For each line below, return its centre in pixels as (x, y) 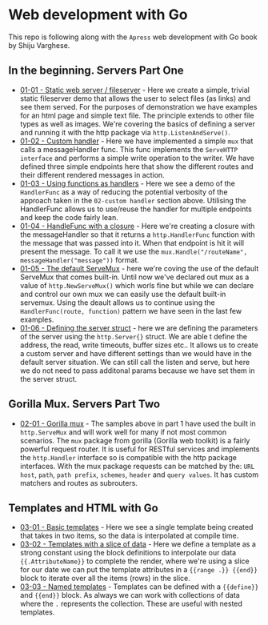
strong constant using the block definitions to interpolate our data (128, 553)
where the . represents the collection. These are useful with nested (131, 604)
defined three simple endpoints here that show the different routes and (136, 166)
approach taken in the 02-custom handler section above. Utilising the (133, 200)
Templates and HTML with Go (83, 508)
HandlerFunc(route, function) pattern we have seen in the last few (131, 310)
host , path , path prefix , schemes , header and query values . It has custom (139, 475)
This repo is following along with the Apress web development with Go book (133, 37)
